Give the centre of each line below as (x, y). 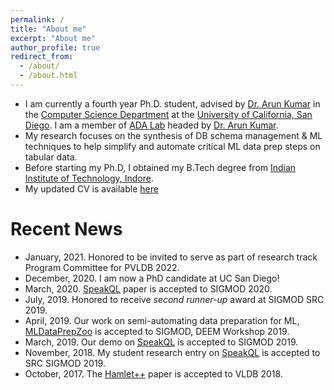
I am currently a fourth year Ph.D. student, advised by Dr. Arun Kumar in (172, 103)
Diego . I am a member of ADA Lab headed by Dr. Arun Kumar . (151, 125)
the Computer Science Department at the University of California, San (168, 114)
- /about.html (48, 76)
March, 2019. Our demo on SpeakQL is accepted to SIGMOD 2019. (161, 342)
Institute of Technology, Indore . (89, 178)
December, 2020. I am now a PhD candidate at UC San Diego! (152, 278)
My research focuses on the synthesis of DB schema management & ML (173, 135)
